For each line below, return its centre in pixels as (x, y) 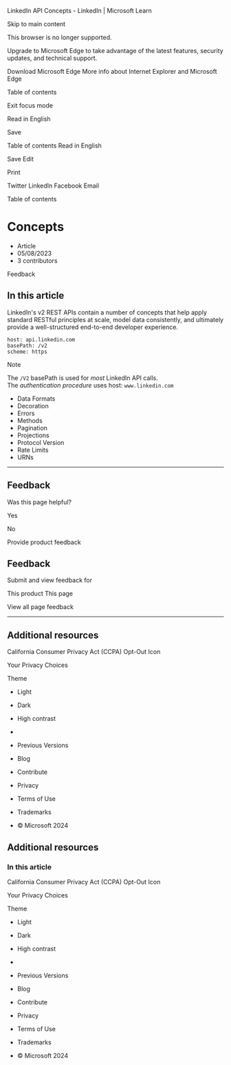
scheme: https (27, 352)
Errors (26, 413)
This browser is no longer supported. (59, 37)
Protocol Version (41, 442)
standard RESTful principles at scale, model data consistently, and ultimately (115, 319)
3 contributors (37, 260)
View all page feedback (41, 607)
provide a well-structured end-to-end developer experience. (93, 327)
